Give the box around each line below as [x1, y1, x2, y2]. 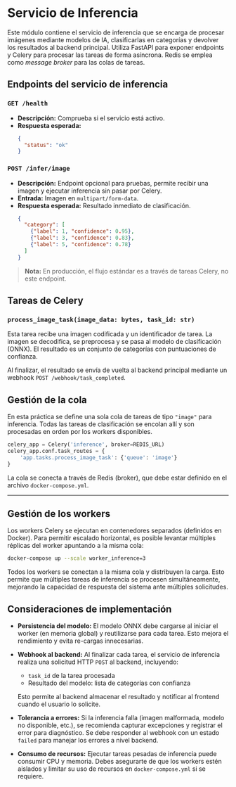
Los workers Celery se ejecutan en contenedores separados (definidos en [7, 526, 223, 535]
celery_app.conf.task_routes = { [7, 448, 105, 455]
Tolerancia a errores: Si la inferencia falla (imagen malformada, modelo [17, 714, 225, 722]
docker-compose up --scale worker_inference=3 [7, 555, 146, 562]
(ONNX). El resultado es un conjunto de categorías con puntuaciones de [7, 345, 216, 353]
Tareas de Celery [7, 295, 84, 307]
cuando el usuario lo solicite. [17, 700, 100, 708]
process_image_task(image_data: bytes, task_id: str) [7, 315, 195, 324]
